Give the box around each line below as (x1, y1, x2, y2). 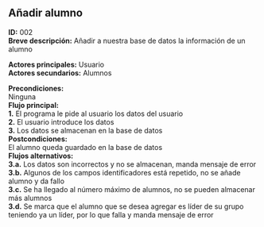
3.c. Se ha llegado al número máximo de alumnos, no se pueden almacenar (8, 184, 256, 194)
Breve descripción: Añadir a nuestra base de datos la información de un (8, 36, 246, 45)
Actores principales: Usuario (8, 60, 105, 69)
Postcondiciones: (8, 134, 68, 144)
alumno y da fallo (8, 176, 65, 186)
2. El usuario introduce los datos (8, 117, 115, 126)
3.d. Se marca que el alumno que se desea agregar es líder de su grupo (8, 202, 244, 211)
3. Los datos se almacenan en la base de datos (8, 125, 163, 135)
